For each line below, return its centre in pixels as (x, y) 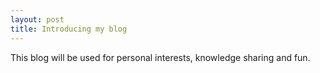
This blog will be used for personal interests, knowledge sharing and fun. (160, 57)
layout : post (37, 19)
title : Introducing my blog (69, 29)
